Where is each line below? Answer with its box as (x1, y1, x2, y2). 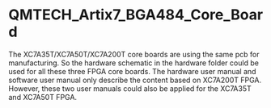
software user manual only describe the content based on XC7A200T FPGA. (8, 75, 261, 85)
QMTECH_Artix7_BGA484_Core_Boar (8, 6, 264, 24)
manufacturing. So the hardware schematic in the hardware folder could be (8, 58, 259, 68)
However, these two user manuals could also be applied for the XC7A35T (8, 83, 252, 93)
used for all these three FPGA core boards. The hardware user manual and (8, 66, 256, 76)
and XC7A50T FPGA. (8, 92, 78, 102)
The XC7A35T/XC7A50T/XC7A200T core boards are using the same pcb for (8, 49, 260, 59)
